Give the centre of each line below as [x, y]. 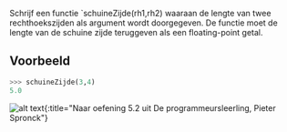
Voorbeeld [40, 61]
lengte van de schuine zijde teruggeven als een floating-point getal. [136, 32]
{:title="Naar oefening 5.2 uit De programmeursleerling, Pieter [160, 107]
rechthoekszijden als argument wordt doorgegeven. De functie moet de [143, 23]
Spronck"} [29, 117]
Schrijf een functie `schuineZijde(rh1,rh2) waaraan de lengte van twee [140, 13]
